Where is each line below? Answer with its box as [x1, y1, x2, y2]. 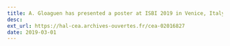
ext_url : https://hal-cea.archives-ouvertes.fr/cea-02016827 [7, 22, 186, 29]
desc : [7, 16, 23, 23]
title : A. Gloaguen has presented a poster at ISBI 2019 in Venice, [7, 9, 207, 17]
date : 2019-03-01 [7, 28, 57, 36]
